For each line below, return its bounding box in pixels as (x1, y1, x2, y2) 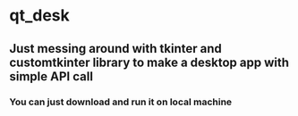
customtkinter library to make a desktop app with (9, 54, 289, 70)
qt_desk (9, 5, 70, 26)
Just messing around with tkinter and (9, 41, 222, 56)
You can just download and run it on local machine (9, 95, 233, 108)
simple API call (9, 69, 94, 84)
